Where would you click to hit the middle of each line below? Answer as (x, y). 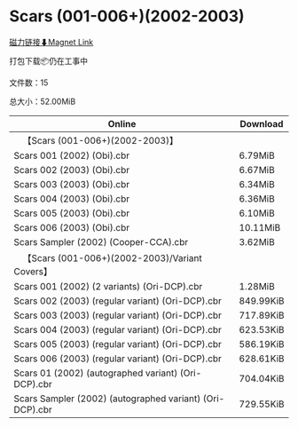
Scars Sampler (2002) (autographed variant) (107, 399)
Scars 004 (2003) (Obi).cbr (72, 199)
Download (262, 123)
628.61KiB (262, 359)
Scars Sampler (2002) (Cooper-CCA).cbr (101, 241)
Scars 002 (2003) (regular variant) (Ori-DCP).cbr (118, 301)
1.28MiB (257, 286)
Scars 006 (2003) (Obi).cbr (72, 227)
